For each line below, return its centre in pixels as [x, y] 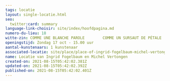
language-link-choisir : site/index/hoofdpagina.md [60, 29]
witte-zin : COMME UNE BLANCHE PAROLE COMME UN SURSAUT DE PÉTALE [83, 38]
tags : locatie [20, 10]
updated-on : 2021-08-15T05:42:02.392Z [46, 66]
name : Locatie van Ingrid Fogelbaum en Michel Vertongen [67, 57]
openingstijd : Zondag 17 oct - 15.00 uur [50, 43]
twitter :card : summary [34, 24]
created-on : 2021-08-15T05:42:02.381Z [46, 61]
